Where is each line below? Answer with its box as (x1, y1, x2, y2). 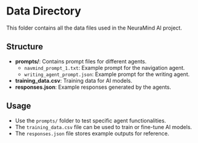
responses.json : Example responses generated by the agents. (15, 83, 171, 91)
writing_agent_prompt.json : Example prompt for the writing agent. (24, 71, 190, 78)
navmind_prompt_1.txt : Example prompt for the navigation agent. (24, 64, 185, 71)
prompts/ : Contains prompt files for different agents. (15, 57, 147, 65)
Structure (6, 42, 44, 52)
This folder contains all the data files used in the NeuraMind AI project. (6, 24, 182, 31)
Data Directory (6, 4, 82, 18)
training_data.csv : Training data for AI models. (15, 77, 133, 84)
